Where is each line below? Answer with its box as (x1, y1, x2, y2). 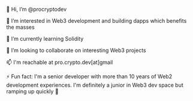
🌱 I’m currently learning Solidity (6, 35, 84, 42)
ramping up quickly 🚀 (6, 88, 59, 95)
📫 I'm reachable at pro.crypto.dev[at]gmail (6, 59, 113, 66)
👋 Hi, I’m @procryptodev (6, 6, 67, 13)
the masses (6, 24, 35, 30)
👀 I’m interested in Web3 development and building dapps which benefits (6, 17, 187, 24)
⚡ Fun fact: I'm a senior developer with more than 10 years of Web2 (6, 73, 173, 80)
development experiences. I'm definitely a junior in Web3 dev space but (6, 81, 184, 88)
